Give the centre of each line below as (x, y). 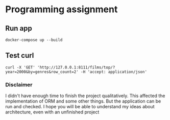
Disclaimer (19, 84)
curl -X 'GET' (20, 67)
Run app (19, 28)
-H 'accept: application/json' (114, 72)
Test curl (20, 55)
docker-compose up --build (34, 40)
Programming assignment (62, 9)
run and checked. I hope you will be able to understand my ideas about (80, 107)
